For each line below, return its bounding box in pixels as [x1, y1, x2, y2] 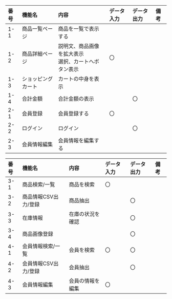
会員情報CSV [22, 260, 54, 267]
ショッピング [21, 76, 53, 82]
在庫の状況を [69, 211, 100, 217]
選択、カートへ [58, 58, 95, 65]
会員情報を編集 [58, 137, 95, 144]
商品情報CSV [22, 193, 54, 200]
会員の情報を [69, 277, 100, 284]
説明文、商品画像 [58, 43, 100, 49]
